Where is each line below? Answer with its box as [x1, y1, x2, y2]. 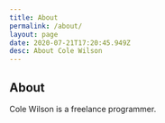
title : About [9, 13, 59, 22]
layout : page [9, 30, 59, 39]
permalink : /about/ [9, 22, 83, 31]
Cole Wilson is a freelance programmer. [9, 103, 157, 114]
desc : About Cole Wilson [9, 47, 103, 56]
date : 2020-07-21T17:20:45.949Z [9, 38, 131, 48]
